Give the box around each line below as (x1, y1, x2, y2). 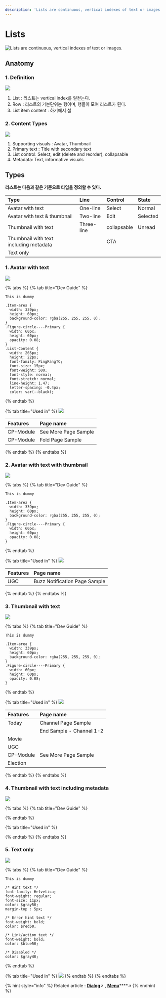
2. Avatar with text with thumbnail (5, 461, 88, 468)
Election (7, 760, 27, 767)
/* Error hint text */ (5, 915, 52, 920)
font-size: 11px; (5, 898, 41, 903)
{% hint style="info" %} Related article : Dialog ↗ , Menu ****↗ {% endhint (5, 982, 156, 989)
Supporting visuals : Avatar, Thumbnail (12, 140, 91, 146)
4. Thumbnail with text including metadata (5, 784, 109, 791)
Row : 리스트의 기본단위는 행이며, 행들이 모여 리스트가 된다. (12, 101, 127, 107)
